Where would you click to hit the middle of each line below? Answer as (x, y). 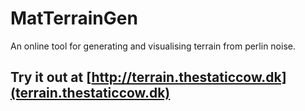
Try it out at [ (51, 77)
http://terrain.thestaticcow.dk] (189, 77)
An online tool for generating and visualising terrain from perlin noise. (153, 46)
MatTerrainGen (74, 18)
